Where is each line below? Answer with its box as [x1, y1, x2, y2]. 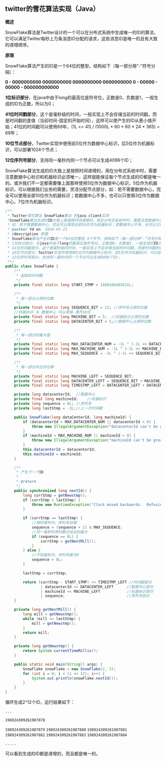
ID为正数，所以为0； [13, 101, 56, 107]
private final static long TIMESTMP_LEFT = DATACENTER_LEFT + [14, 383, 145, 388]
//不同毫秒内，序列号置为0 [31, 553, 79, 558]
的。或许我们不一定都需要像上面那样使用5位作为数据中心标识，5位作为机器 [5, 180, 158, 186]
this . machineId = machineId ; [23, 451, 83, 456]
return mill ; [23, 630, 50, 635]
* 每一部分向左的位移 [16, 364, 54, 370]
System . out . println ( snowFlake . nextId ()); [31, 676, 119, 681]
